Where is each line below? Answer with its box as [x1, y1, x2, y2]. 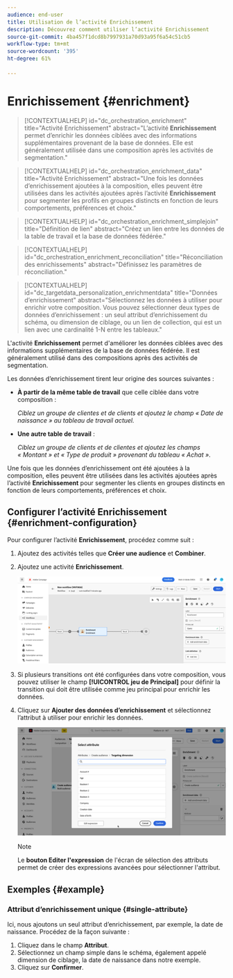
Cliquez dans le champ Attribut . [17, 940, 110, 949]
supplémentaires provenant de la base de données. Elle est [24, 138, 193, 147]
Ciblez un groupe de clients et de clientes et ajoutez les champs [17, 443, 201, 451]
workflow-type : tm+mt [7, 40, 70, 48]
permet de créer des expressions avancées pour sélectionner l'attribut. [17, 863, 221, 872]
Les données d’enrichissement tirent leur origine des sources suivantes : [7, 374, 215, 382]
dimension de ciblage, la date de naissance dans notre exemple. [17, 956, 201, 964]
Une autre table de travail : [17, 430, 95, 438]
